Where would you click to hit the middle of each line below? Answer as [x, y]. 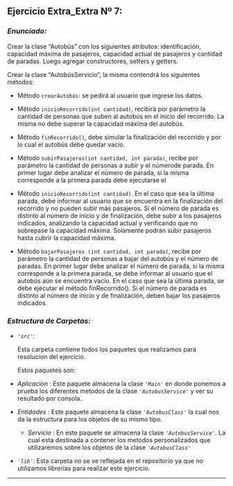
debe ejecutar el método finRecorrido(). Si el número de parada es [112, 288]
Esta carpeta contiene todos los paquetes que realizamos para [106, 349]
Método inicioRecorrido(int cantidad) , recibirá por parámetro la [111, 109]
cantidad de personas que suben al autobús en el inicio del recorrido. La [121, 116]
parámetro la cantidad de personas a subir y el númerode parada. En [115, 165]
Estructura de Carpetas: [49, 321]
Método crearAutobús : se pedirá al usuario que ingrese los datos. [110, 95]
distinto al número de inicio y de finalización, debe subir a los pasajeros [119, 215]
